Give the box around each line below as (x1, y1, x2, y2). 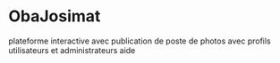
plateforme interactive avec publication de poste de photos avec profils (8, 35, 271, 46)
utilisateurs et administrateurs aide (8, 44, 136, 55)
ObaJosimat (8, 6, 101, 27)
